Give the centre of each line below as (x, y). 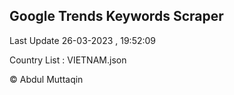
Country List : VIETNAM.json (68, 60)
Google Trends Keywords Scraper (116, 16)
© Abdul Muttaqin (46, 79)
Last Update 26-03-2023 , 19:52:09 (83, 40)
